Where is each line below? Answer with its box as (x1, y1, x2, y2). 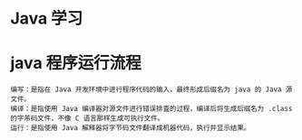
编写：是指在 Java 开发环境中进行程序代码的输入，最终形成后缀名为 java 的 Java (10, 85, 282, 95)
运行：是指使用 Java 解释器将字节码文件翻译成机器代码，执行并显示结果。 (10, 124, 251, 133)
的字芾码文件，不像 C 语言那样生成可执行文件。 (10, 114, 165, 123)
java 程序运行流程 (10, 53, 141, 73)
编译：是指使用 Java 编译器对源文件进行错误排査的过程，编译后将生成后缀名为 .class (10, 105, 293, 114)
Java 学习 (10, 8, 83, 29)
